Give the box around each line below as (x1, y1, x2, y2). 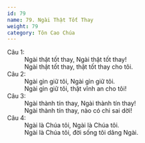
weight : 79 (7, 23, 38, 30)
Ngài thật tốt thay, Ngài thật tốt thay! (24, 56, 127, 64)
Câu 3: (7, 92, 26, 100)
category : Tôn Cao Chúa (7, 29, 76, 36)
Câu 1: (7, 48, 25, 56)
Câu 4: (7, 114, 26, 122)
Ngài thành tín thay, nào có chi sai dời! (24, 107, 133, 115)
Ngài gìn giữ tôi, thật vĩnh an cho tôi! (24, 85, 127, 93)
